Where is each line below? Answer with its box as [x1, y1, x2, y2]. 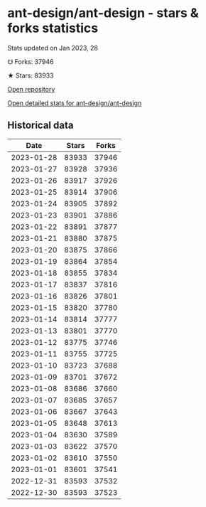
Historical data [7, 119, 74, 132]
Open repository [7, 85, 55, 93]
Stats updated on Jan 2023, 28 [7, 43, 98, 52]
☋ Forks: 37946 [7, 57, 54, 65]
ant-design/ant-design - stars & [7, 5, 199, 21]
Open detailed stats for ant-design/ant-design [7, 98, 142, 107]
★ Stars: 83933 [7, 71, 54, 80]
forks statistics [7, 20, 98, 36]
